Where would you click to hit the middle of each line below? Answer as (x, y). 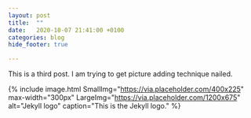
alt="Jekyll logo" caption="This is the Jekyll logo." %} (95, 106)
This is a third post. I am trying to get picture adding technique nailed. (120, 74)
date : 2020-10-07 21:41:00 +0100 (66, 30)
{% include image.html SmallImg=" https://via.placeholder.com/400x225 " (126, 89)
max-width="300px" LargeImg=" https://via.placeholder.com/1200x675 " (124, 98)
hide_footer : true (38, 45)
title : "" (26, 23)
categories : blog (36, 37)
